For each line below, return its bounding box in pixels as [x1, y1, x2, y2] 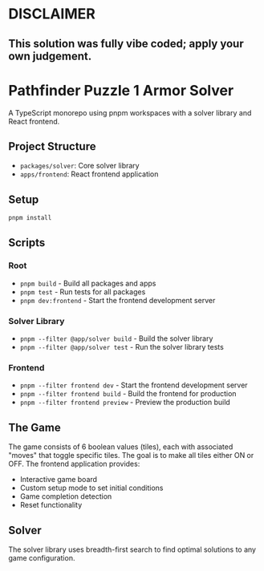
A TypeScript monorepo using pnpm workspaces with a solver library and [8, 107, 252, 117]
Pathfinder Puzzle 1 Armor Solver [8, 81, 234, 99]
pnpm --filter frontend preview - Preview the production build [19, 398, 230, 407]
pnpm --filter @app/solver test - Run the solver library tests [19, 342, 225, 351]
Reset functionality [19, 500, 83, 510]
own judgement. [8, 49, 92, 63]
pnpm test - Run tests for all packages [19, 286, 146, 297]
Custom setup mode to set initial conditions [19, 483, 164, 493]
